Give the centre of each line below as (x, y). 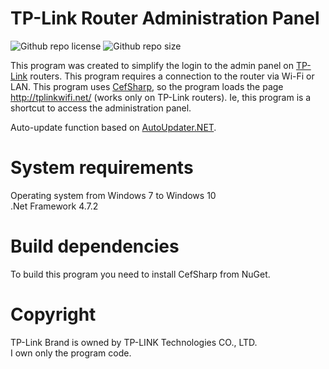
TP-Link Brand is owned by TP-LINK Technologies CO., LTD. (134, 342)
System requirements (102, 168)
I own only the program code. (71, 353)
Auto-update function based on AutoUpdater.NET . (113, 127)
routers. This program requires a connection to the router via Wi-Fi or (172, 76)
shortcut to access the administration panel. (101, 108)
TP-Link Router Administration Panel (165, 18)
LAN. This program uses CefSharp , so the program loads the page (147, 86)
